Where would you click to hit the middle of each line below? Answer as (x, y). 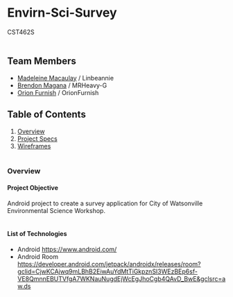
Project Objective (33, 188)
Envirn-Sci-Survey (62, 13)
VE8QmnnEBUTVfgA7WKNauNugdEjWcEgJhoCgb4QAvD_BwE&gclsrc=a (121, 278)
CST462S (21, 32)
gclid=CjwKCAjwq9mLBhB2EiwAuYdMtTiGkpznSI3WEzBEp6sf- (107, 271)
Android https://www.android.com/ (67, 249)
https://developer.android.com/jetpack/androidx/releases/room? (109, 264)
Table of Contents (47, 115)
